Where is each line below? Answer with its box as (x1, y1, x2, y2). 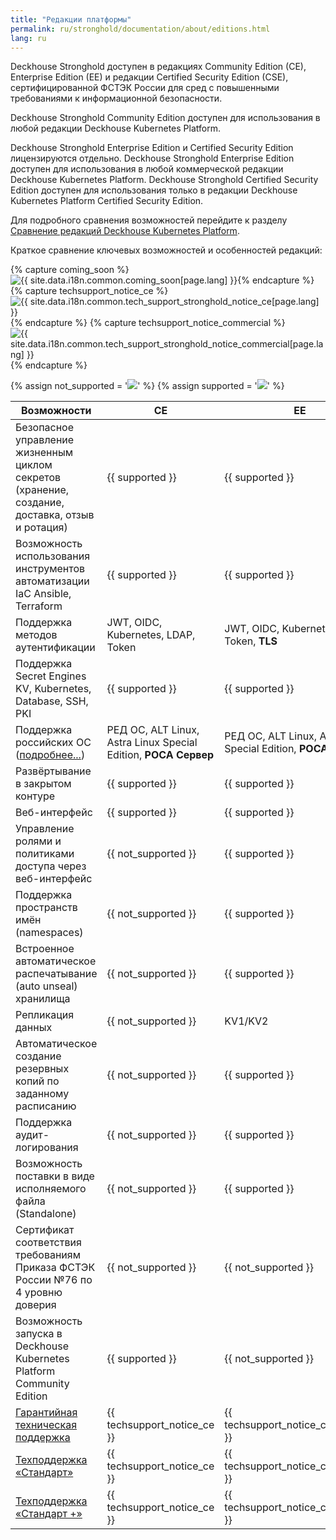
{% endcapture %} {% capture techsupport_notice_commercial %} (10, 317, 286, 329)
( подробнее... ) (15, 748, 86, 762)
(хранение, (15, 483, 70, 497)
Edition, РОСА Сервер (106, 748, 215, 762)
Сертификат (15, 1223, 75, 1237)
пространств (15, 901, 78, 915)
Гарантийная (15, 1406, 78, 1420)
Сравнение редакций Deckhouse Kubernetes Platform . (10, 225, 240, 237)
